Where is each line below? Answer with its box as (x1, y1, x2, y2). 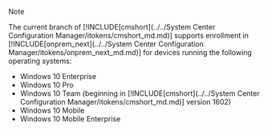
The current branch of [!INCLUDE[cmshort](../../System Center (8, 22, 216, 31)
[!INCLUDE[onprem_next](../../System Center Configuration (8, 39, 205, 49)
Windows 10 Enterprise (19, 72, 96, 81)
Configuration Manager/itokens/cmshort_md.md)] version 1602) (19, 97, 231, 106)
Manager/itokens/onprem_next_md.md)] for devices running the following (8, 48, 253, 57)
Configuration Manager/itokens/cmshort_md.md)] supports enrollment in (8, 31, 249, 40)
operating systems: (8, 56, 72, 65)
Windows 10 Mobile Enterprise (19, 114, 121, 123)
